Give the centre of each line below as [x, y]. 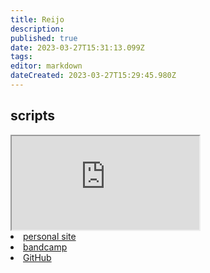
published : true [44, 38]
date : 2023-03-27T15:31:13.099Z [77, 47]
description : [37, 29]
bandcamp [45, 247]
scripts [32, 116]
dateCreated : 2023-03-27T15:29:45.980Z [93, 76]
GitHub [37, 257]
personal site [50, 236]
